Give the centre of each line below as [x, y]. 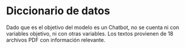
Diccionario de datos [58, 11]
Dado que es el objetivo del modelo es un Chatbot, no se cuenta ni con [93, 27]
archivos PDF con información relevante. [56, 40]
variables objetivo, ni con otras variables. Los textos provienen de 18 [90, 33]
